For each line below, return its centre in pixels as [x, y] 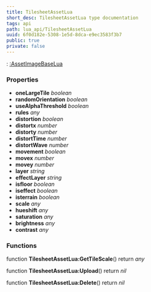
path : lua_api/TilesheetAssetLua [49, 29]
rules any [27, 113]
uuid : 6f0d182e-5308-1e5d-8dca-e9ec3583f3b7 [64, 35]
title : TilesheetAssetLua [39, 12]
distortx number [36, 126]
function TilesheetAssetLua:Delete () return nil [65, 283]
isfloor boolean [35, 184]
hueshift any [32, 210]
